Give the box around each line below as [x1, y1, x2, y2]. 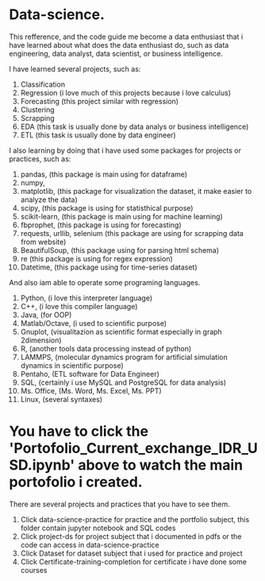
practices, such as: [9, 153, 71, 164]
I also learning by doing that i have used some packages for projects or [9, 145, 241, 155]
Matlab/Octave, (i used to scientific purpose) [20, 318, 167, 327]
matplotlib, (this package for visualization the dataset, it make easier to [20, 186, 252, 196]
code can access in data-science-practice [20, 540, 159, 549]
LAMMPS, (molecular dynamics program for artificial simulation [20, 352, 229, 362]
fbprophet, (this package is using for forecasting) [20, 220, 182, 230]
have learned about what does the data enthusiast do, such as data [9, 40, 229, 49]
